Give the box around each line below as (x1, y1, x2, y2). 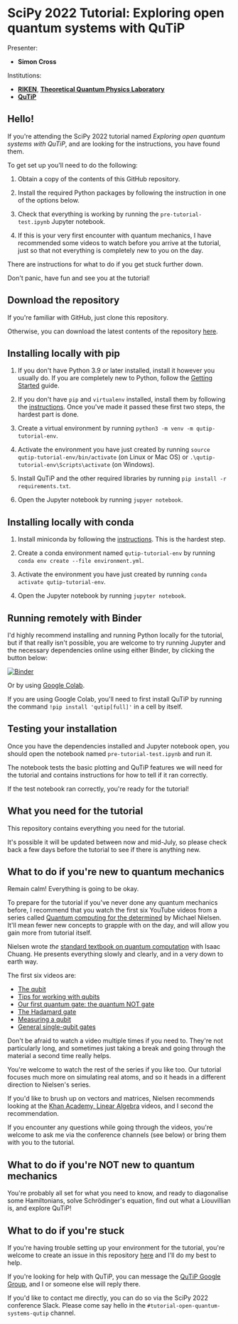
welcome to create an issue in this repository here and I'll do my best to (7, 1251, 217, 1259)
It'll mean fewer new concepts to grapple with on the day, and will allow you (7, 921, 229, 930)
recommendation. (7, 1109, 59, 1118)
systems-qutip (7, 1310, 50, 1318)
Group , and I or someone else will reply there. (7, 1280, 141, 1288)
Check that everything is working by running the (17, 210, 159, 218)
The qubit (17, 985, 46, 994)
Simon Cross (17, 57, 57, 65)
